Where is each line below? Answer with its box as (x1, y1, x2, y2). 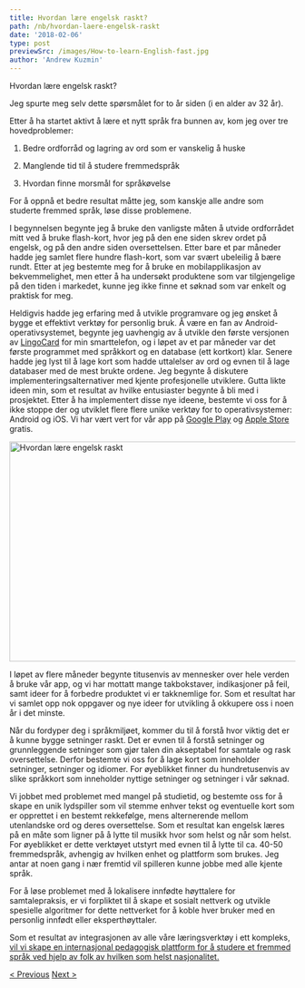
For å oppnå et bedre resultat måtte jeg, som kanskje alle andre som (9, 196, 264, 206)
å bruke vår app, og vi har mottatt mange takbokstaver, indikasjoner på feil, (9, 679, 290, 690)
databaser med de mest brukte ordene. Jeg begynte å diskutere (9, 366, 249, 377)
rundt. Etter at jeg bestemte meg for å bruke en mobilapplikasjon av (9, 261, 261, 272)
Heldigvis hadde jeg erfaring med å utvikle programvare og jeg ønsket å (9, 308, 279, 318)
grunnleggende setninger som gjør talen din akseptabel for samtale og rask (9, 745, 291, 755)
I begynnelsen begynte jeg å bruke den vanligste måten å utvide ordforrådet (9, 223, 295, 233)
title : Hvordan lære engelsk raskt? (9, 13, 148, 23)
